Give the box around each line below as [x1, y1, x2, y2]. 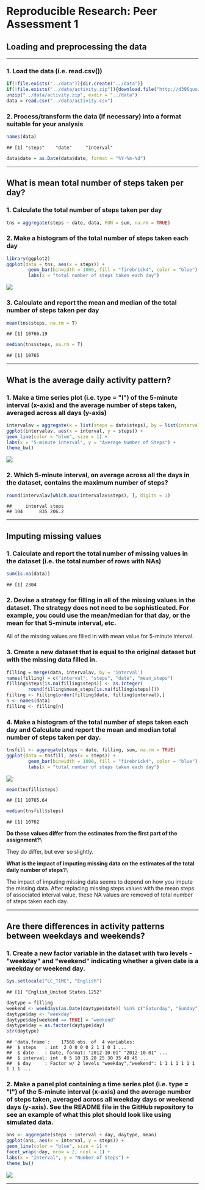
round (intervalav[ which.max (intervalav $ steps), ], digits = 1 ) [6, 492, 171, 499]
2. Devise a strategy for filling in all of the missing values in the [6, 596, 196, 604]
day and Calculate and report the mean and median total [6, 725, 176, 734]
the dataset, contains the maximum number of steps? [6, 478, 168, 487]
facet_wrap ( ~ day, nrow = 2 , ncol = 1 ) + [6, 1149, 111, 1155]
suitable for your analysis [6, 120, 84, 128]
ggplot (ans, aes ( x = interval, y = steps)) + [6, 1138, 124, 1144]
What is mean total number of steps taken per [6, 178, 184, 189]
